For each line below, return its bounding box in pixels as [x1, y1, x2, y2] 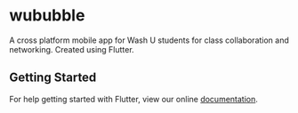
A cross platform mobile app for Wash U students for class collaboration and [9, 35, 289, 45]
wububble [9, 5, 85, 26]
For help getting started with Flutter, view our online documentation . [9, 93, 258, 104]
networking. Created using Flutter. [9, 44, 135, 54]
